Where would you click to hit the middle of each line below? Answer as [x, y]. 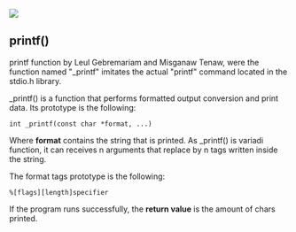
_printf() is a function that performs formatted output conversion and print [144, 98]
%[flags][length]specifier [59, 192]
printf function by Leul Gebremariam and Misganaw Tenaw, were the [134, 62]
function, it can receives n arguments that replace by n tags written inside [144, 150]
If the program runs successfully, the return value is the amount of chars [143, 209]
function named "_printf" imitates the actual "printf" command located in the [148, 72]
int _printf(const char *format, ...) [81, 124]
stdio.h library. [35, 81]
